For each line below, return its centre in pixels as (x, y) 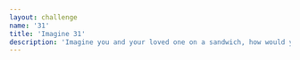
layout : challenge (43, 17)
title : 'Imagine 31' (48, 34)
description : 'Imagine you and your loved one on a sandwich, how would (147, 42)
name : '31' (29, 26)
